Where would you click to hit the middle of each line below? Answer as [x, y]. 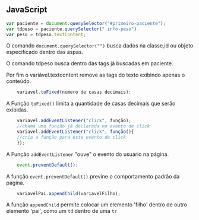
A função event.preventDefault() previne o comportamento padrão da [93, 176]
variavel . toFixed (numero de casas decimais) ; [74, 92]
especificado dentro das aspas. [45, 52]
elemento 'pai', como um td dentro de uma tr [62, 211]
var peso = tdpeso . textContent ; [46, 34]
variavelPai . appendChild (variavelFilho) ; [69, 193]
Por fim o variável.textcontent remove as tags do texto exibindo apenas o [96, 75]
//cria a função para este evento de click [72, 137]
